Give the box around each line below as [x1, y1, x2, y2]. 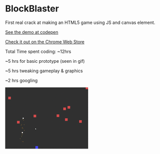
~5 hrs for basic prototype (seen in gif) [5, 58, 85, 64]
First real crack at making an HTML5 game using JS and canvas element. [5, 19, 156, 25]
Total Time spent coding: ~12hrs [5, 48, 71, 54]
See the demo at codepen [5, 29, 59, 35]
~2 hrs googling [5, 77, 38, 83]
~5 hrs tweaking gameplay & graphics [5, 68, 83, 74]
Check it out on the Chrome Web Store [5, 38, 85, 45]
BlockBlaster [5, 3, 59, 14]
